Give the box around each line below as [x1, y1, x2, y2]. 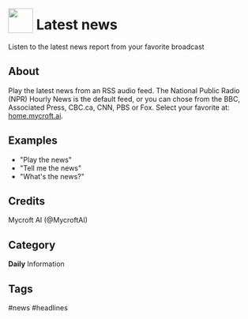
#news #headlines [8, 303, 69, 312]
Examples [8, 134, 58, 148]
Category [8, 238, 56, 252]
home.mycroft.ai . [8, 111, 63, 120]
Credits [8, 194, 46, 208]
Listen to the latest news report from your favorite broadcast [8, 42, 205, 51]
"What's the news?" [19, 171, 85, 181]
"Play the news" [19, 155, 73, 164]
